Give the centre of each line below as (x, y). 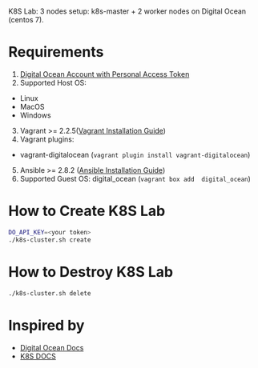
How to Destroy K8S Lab (91, 272)
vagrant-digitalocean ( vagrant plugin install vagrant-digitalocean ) (135, 155)
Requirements (56, 52)
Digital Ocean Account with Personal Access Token (105, 74)
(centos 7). (26, 20)
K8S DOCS (38, 356)
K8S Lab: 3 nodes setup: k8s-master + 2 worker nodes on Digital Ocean (127, 11)
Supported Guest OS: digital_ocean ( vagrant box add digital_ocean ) (135, 179)
